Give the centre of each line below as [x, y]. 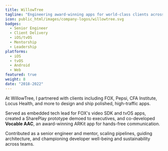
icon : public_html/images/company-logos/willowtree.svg [64, 19]
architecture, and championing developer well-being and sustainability [78, 139]
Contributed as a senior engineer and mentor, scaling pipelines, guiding [79, 133]
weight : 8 [15, 79]
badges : [13, 24]
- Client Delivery [29, 33]
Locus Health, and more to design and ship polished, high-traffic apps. [78, 103]
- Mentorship [23, 42]
